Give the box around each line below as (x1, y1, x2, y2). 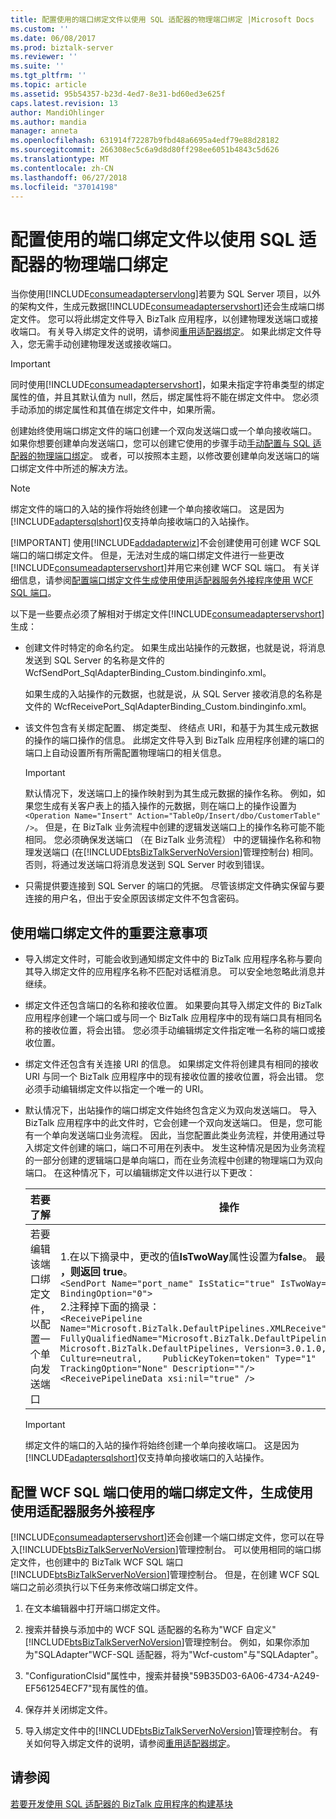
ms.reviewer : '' (10, 52, 78, 62)
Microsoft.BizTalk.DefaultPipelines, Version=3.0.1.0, (59, 1343, 327, 1355)
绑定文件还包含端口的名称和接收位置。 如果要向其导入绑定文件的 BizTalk (24, 999, 323, 1011)
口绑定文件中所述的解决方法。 (10, 462, 133, 475)
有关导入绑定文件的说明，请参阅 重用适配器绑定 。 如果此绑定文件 (47, 326, 313, 338)
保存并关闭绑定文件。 (24, 1703, 113, 1715)
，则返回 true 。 (59, 1265, 133, 1279)
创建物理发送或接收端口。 (71, 338, 177, 350)
